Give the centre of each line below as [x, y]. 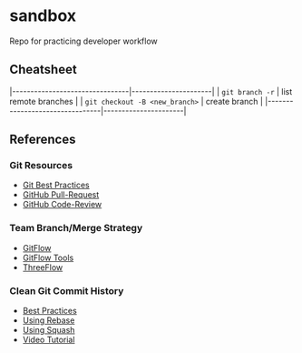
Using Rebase [49, 320]
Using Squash [49, 330]
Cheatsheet [43, 70]
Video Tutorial [49, 340]
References [43, 140]
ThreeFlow [43, 267]
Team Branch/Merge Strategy [76, 228]
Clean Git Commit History [67, 290]
